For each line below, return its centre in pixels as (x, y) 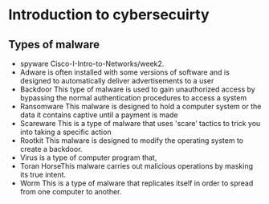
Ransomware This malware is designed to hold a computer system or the (141, 106)
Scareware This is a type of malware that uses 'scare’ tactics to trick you (140, 123)
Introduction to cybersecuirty (109, 15)
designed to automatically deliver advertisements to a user (117, 81)
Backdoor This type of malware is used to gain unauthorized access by (137, 89)
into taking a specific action (65, 132)
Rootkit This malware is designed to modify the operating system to (131, 141)
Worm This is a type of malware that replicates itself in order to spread (137, 183)
